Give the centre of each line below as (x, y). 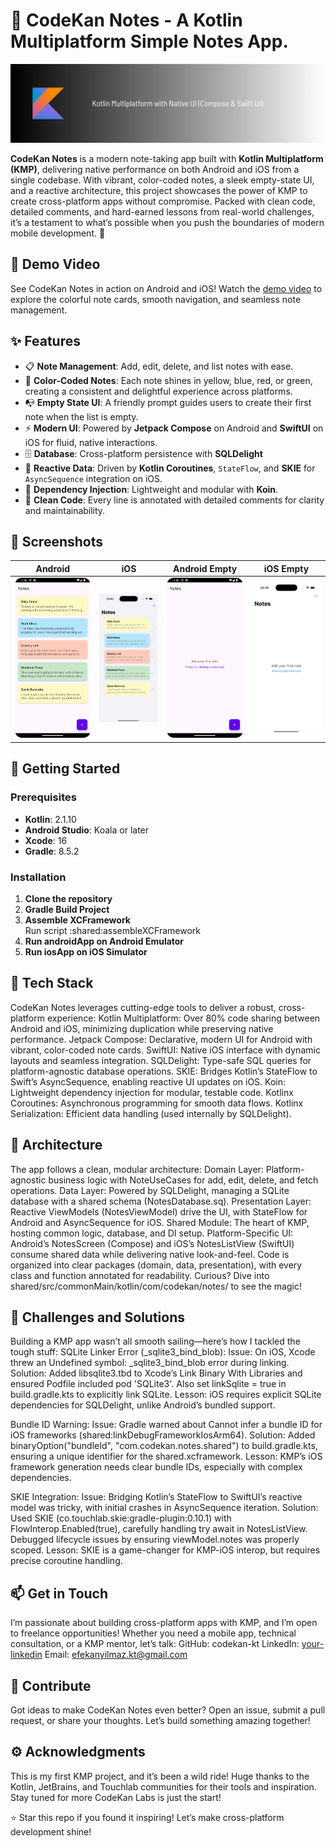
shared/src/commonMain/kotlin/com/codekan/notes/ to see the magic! (156, 1286)
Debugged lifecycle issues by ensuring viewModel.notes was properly (155, 1540)
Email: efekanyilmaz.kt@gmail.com (116, 1655)
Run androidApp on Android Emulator (104, 941)
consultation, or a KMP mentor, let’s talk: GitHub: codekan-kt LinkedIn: (155, 1644)
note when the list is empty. (81, 416)
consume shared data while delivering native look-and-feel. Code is (150, 1254)
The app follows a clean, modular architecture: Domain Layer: (137, 1169)
